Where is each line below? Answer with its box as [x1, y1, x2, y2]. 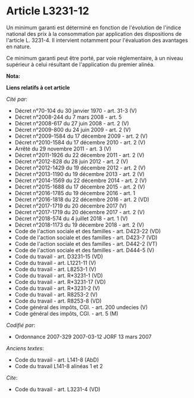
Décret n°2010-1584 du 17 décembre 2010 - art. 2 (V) [14, 138, 146, 146]
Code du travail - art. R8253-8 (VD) [14, 297, 102, 304]
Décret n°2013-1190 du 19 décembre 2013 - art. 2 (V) [14, 170, 145, 177]
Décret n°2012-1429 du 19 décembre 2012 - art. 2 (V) [14, 164, 146, 171]
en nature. [6, 43, 32, 50]
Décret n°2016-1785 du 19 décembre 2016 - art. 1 [14, 189, 136, 196]
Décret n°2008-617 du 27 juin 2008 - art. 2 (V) [14, 119, 129, 127]
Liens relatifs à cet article [6, 84, 70, 91]
